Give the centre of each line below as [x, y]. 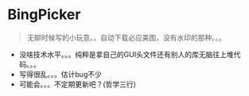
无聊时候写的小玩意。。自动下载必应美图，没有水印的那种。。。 [126, 37]
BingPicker [44, 15]
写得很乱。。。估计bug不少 [60, 74]
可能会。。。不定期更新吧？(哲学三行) [78, 84]
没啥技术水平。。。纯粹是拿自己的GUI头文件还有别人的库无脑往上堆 [126, 54]
